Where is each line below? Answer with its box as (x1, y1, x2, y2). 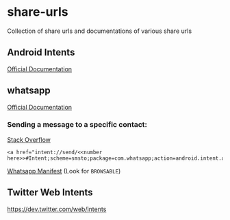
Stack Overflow (7, 135, 51, 144)
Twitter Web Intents (7, 186, 94, 199)
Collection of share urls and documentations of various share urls (7, 27, 192, 35)
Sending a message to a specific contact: (7, 120, 148, 130)
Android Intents (7, 47, 75, 58)
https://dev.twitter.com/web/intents (7, 205, 107, 213)
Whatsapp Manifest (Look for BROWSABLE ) (7, 167, 121, 175)
